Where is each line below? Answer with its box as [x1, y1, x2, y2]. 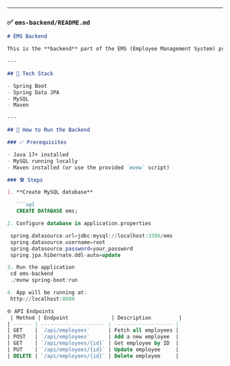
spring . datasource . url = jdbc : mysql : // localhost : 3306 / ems [10, 232, 173, 239]
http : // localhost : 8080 [10, 295, 75, 302]
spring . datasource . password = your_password [10, 245, 133, 252]
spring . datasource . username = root [10, 238, 106, 246]
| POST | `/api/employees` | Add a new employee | [7, 334, 179, 341]
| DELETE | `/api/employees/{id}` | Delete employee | [7, 352, 179, 359]
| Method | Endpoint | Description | [10, 314, 183, 321]
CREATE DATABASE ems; [16, 207, 78, 215]
